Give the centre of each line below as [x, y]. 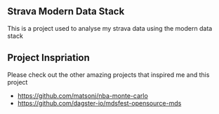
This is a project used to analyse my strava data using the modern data [110, 28]
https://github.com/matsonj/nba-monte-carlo [83, 95]
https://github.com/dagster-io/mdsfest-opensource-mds [99, 103]
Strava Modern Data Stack [66, 12]
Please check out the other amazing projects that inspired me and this [108, 74]
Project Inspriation [48, 58]
